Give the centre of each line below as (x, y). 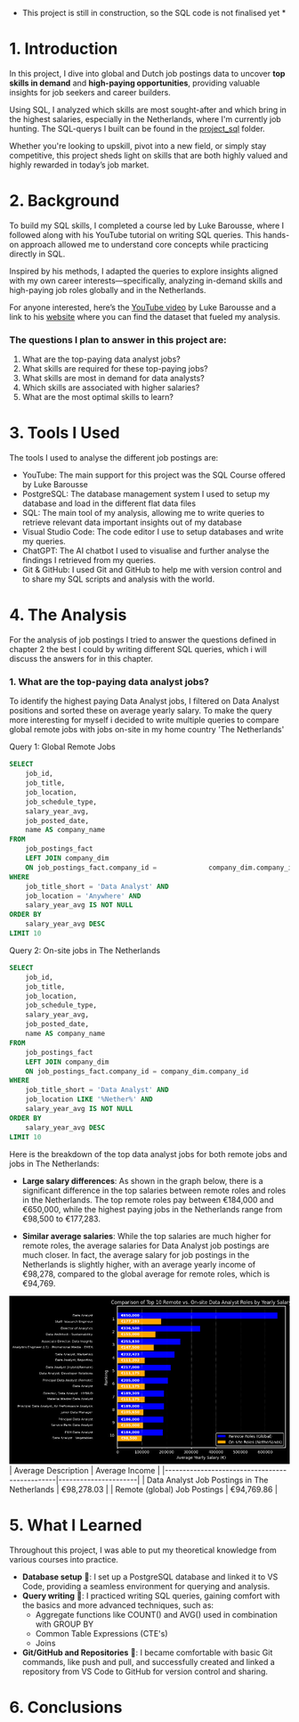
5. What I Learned (76, 1526)
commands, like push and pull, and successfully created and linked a (149, 1661)
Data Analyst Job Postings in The (207, 1480)
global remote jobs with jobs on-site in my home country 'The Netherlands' (147, 730)
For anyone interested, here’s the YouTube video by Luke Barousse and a (143, 307)
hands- (276, 234)
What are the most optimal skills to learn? (97, 397)
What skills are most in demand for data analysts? (113, 379)
